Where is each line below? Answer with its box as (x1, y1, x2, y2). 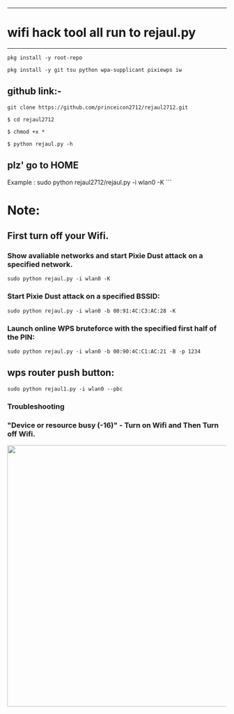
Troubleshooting (7, 402, 65, 411)
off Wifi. (7, 429, 36, 439)
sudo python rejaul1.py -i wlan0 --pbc (7, 385, 123, 393)
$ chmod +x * (7, 128, 45, 135)
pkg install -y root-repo (7, 54, 82, 61)
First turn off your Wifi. (7, 230, 109, 242)
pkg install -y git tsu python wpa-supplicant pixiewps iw (7, 66, 182, 73)
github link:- (7, 85, 62, 98)
